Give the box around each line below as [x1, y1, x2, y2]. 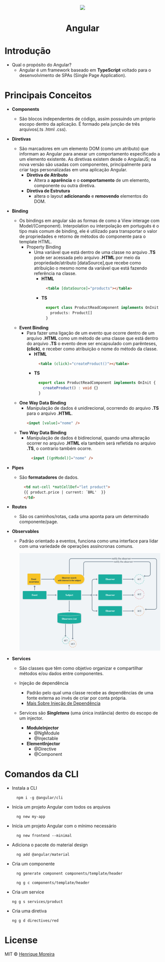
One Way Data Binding [19, 400, 66, 406]
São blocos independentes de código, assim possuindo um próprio [19, 116, 156, 122]
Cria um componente [11, 861, 55, 867]
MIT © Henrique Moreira [4, 951, 55, 957]
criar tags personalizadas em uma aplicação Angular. [19, 167, 127, 173]
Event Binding [19, 324, 49, 330]
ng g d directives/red [11, 918, 59, 923]
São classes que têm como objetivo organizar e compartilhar [19, 665, 143, 671]
